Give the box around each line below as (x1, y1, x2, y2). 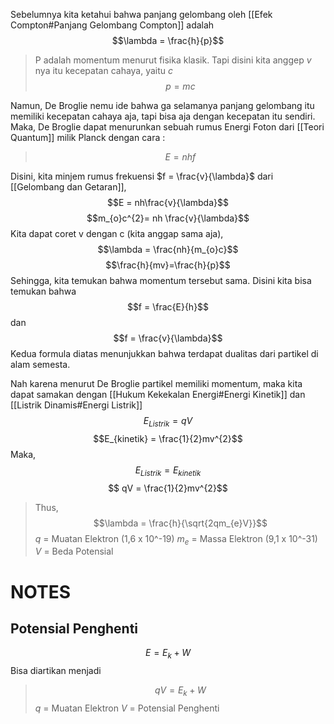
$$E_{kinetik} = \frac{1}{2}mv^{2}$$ (93, 432, 243, 444)
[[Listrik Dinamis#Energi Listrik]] (10, 399, 143, 411)
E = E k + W (145, 647, 191, 661)
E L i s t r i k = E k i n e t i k (134, 464, 202, 478)
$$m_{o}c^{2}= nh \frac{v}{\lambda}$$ (86, 212, 250, 224)
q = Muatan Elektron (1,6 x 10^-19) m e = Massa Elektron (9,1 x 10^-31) (34, 532, 318, 547)
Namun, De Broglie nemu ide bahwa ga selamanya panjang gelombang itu (10, 100, 315, 111)
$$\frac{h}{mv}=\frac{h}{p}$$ (105, 259, 231, 271)
